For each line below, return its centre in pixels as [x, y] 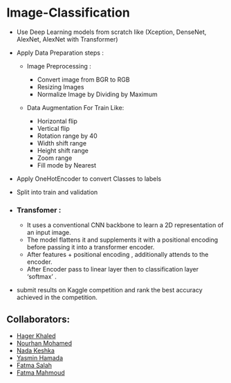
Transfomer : [39, 210]
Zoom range [55, 158]
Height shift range [63, 150]
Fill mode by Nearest [67, 165]
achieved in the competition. [57, 297]
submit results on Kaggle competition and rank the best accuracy [110, 290]
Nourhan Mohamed [44, 344]
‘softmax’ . [41, 277]
